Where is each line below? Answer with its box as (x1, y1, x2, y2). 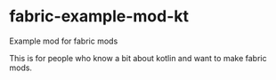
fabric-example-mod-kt (9, 6, 190, 27)
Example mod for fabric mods (9, 36, 118, 46)
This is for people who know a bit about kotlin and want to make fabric (9, 52, 267, 63)
